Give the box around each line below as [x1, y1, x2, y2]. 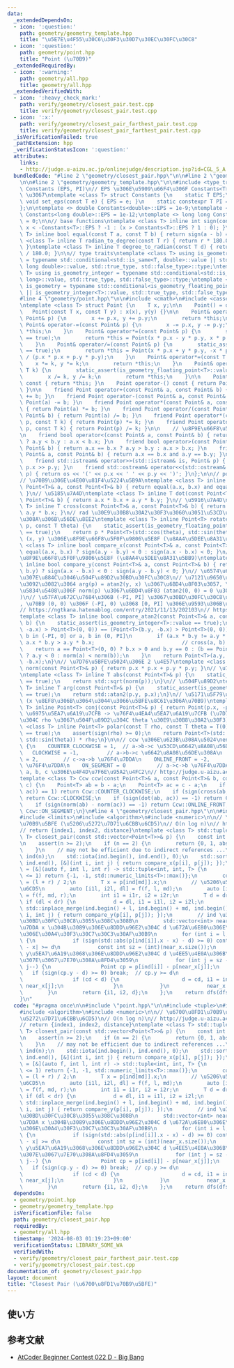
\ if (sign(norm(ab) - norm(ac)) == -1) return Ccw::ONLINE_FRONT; [19, 801, 229, 808]
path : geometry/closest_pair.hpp [13, 1216, 111, 1223]
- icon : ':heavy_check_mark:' [13, 95, 101, 102]
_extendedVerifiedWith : [13, 88, 82, 95]
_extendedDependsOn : [13, 17, 73, 24]
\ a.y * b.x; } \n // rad [19, 510, 89, 517]
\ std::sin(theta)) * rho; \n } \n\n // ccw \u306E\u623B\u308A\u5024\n [19, 736, 223, 743]
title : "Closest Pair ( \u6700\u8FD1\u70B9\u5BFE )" [7, 1281, 157, 1288]
